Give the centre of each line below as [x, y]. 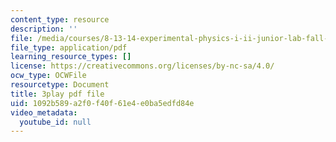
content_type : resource [60, 19]
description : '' [44, 29]
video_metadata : [44, 112]
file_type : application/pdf [69, 47]
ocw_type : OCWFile [48, 76]
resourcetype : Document [60, 85]
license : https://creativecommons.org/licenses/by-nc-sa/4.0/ [142, 66]
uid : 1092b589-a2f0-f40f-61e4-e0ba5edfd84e [102, 103]
